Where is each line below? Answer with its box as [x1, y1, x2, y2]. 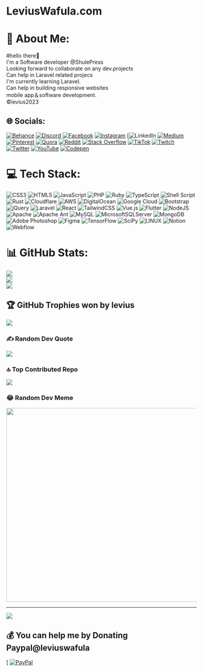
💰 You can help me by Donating [6, 630, 128, 640]
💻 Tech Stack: [6, 167, 81, 181]
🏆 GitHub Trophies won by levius [6, 300, 135, 310]
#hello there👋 [6, 52, 40, 59]
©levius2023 [6, 98, 39, 105]
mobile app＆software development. [6, 91, 97, 99]
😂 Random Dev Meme [6, 394, 74, 402]
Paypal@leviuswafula [6, 642, 90, 653]
